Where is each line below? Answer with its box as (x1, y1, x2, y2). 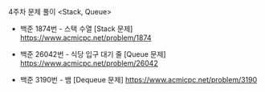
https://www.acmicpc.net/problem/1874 (19, 33, 152, 42)
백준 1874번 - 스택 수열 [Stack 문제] (19, 24, 133, 34)
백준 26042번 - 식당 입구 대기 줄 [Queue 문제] (19, 50, 166, 58)
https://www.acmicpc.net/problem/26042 (19, 58, 158, 68)
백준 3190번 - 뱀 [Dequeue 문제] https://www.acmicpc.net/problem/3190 (19, 75, 258, 84)
